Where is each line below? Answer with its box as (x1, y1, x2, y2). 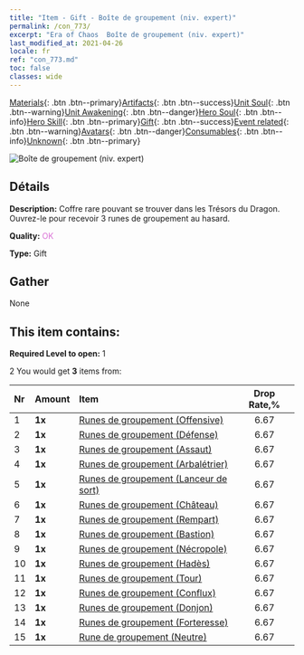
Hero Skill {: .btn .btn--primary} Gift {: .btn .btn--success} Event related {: (26, 116, 290, 127)
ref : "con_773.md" (9, 55, 79, 64)
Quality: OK (9, 230, 54, 241)
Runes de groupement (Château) (78, 498, 219, 511)
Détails (9, 179, 50, 195)
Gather (9, 273, 50, 290)
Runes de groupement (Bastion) (78, 528, 215, 541)
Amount (34, 393, 71, 405)
